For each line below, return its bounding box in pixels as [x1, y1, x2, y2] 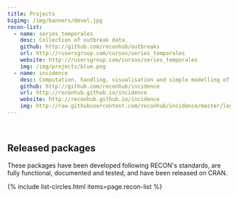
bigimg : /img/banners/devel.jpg [7, 17, 103, 24]
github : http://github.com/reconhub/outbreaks [20, 43, 160, 50]
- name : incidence [13, 69, 69, 76]
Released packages [7, 142, 96, 154]
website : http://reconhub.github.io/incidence [20, 96, 160, 103]
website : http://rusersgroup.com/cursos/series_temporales [20, 57, 198, 64]
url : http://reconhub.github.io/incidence [20, 89, 147, 96]
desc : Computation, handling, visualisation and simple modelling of [20, 76, 230, 83]
